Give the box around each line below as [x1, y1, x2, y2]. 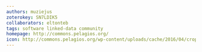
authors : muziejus [6, 8, 52, 15]
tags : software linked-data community [6, 25, 103, 32]
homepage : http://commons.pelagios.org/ [6, 31, 109, 37]
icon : [6, 36, 20, 42]
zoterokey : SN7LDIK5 [6, 14, 58, 20]
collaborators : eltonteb [6, 20, 69, 26]
